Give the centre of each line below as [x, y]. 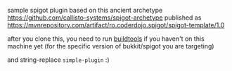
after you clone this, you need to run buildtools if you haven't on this [106, 39]
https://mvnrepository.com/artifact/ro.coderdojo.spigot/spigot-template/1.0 [116, 25]
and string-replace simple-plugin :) [58, 60]
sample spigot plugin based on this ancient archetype [85, 10]
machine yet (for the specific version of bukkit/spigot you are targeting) [111, 46]
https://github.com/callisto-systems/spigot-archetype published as [104, 18]
